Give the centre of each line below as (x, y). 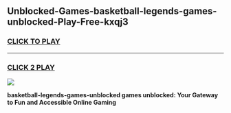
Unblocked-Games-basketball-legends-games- (112, 11)
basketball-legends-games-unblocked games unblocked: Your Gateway (113, 95)
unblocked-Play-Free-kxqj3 (68, 22)
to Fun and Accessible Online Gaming (62, 102)
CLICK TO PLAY (34, 42)
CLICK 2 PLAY (31, 67)
